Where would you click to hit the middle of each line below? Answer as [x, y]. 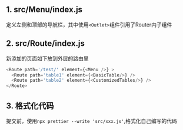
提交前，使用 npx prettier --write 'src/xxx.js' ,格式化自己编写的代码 [92, 121]
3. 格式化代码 [30, 106]
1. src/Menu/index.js [44, 10]
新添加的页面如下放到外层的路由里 [47, 58]
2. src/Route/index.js [46, 44]
